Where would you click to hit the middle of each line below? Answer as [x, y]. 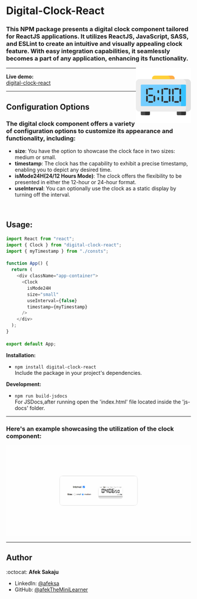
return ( [22, 270]
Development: [24, 384]
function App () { [27, 263]
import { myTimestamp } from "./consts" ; [57, 251]
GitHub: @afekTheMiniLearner [51, 589]
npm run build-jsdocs [41, 396]
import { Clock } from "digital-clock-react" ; [64, 245]
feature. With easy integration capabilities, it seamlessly [88, 51]
